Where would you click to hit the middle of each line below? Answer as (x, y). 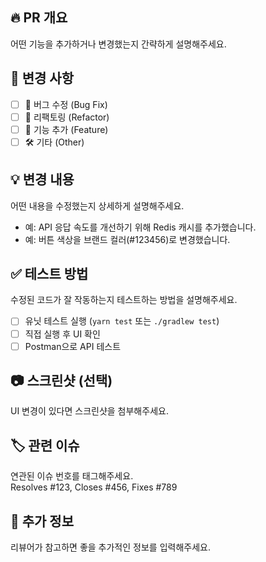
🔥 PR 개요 (39, 18)
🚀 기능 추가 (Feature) (66, 129)
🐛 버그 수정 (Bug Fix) (66, 104)
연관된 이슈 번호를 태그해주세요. (72, 476)
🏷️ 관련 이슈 (45, 445)
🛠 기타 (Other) (54, 142)
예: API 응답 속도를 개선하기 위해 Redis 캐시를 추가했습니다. (140, 227)
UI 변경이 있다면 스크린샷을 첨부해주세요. (89, 411)
